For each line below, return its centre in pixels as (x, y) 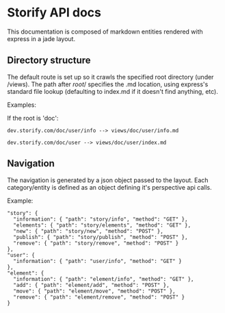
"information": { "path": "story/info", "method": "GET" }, (101, 219)
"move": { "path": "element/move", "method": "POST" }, (94, 291)
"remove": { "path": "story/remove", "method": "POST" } (96, 243)
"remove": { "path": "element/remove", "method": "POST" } (99, 297)
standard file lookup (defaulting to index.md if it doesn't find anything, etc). (113, 91)
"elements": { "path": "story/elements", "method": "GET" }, (102, 225)
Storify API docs (54, 13)
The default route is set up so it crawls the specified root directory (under (110, 77)
